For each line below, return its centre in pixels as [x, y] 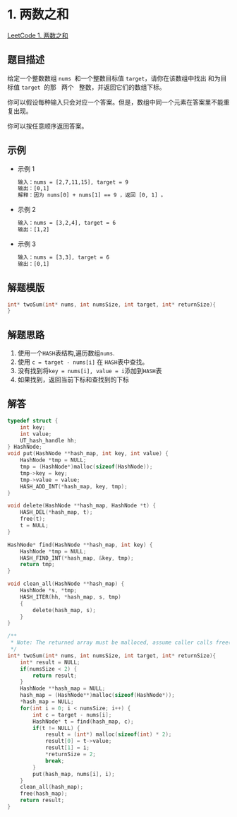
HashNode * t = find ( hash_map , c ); [83, 722]
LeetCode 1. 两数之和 [38, 35]
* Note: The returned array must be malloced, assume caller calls [111, 643]
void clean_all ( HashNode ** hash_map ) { [66, 584]
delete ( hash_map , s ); [65, 610]
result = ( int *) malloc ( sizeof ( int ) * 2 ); [108, 735]
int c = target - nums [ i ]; [72, 715]
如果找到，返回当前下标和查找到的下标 [73, 380]
